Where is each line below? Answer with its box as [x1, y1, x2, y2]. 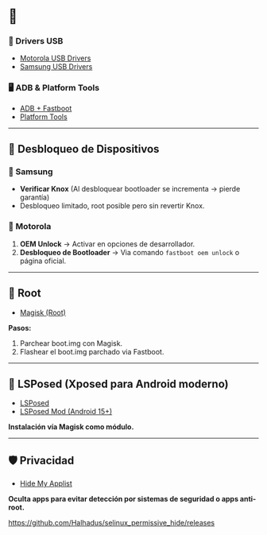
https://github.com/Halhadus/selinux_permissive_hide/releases [8, 518, 215, 528]
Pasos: [8, 323, 32, 332]
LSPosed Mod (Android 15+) [19, 407, 113, 417]
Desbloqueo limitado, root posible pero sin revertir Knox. [19, 201, 205, 211]
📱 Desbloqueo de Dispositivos [8, 142, 160, 156]
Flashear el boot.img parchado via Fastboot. [19, 347, 164, 356]
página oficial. [19, 256, 67, 266]
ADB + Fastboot [19, 103, 72, 113]
